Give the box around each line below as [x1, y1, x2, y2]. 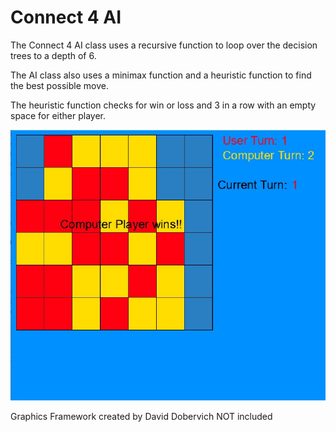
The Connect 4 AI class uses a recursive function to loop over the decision [10, 39, 318, 51]
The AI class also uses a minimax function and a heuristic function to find [10, 69, 312, 81]
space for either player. [10, 109, 107, 121]
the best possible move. [10, 79, 109, 91]
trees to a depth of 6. [10, 49, 97, 61]
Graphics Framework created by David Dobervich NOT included [10, 410, 273, 422]
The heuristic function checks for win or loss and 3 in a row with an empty [10, 99, 317, 111]
